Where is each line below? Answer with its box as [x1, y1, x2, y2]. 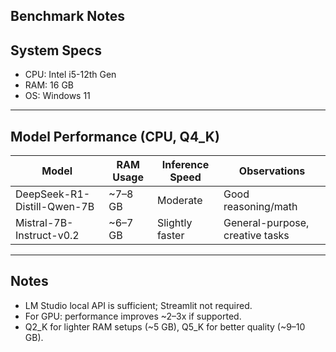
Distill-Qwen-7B [15, 200, 95, 214]
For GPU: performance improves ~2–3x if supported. [24, 310, 242, 322]
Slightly [156, 216, 193, 230]
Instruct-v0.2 [15, 229, 80, 243]
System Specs [10, 42, 102, 59]
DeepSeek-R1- [15, 187, 91, 201]
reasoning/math [223, 200, 298, 214]
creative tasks [223, 229, 290, 243]
